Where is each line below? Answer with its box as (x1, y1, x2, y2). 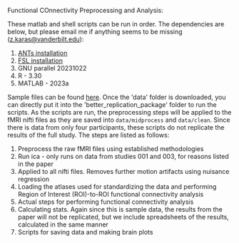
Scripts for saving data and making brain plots (17, 228, 153, 236)
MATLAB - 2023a (17, 79, 69, 88)
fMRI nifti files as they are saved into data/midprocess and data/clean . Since (7, 115, 230, 124)
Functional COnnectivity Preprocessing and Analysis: (7, 6, 163, 14)
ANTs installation (17, 49, 68, 57)
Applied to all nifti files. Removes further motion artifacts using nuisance (17, 167, 230, 175)
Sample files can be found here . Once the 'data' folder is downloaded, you (7, 93, 226, 101)
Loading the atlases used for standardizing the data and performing (17, 182, 217, 191)
